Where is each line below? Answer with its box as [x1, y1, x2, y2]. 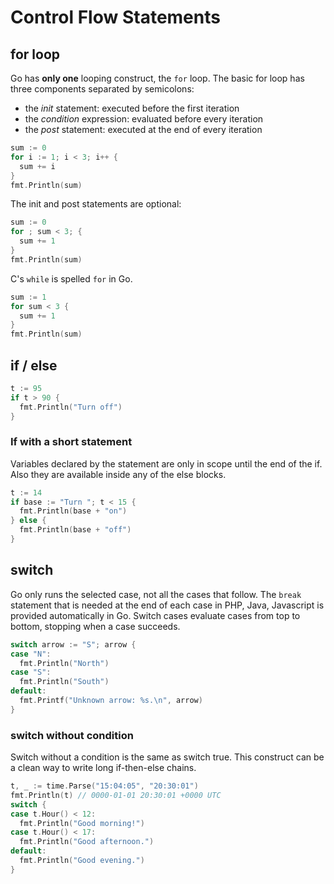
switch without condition [10, 728, 134, 742]
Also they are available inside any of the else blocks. [10, 468, 227, 480]
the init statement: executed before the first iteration [24, 102, 240, 114]
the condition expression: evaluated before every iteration [24, 113, 264, 125]
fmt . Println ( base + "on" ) [19, 506, 128, 516]
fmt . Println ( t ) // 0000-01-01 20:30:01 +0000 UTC [10, 790, 222, 800]
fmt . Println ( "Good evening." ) [19, 856, 145, 866]
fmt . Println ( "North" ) [19, 658, 110, 668]
